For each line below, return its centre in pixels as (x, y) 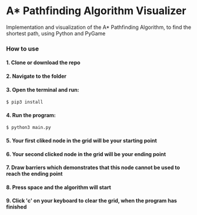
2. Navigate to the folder (36, 76)
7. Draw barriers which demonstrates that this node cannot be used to (93, 168)
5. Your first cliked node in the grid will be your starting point (81, 141)
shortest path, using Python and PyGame (56, 33)
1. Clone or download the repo (43, 62)
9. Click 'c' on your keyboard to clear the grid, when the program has (92, 201)
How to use (23, 48)
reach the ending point (34, 174)
